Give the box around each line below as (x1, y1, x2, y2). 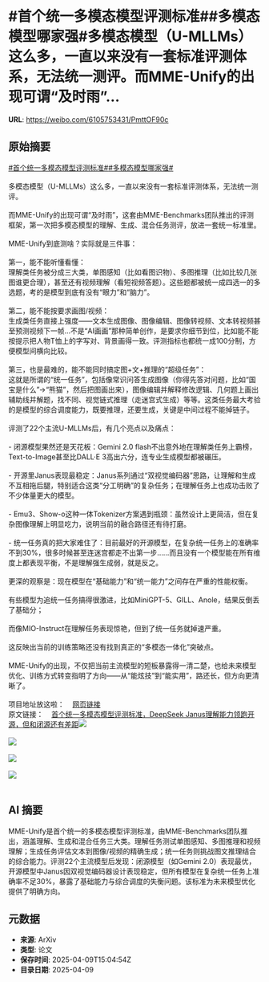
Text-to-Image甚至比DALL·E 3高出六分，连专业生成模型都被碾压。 (8, 451, 226, 462)
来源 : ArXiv (19, 935, 57, 944)
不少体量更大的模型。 (8, 491, 78, 500)
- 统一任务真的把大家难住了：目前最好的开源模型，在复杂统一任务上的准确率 (8, 537, 259, 547)
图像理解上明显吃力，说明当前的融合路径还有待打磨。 (14, 519, 191, 528)
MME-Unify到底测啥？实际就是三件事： (8, 238, 138, 248)
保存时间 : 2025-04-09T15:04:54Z (19, 955, 132, 964)
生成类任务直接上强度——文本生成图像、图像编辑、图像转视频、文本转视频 (8, 316, 254, 325)
